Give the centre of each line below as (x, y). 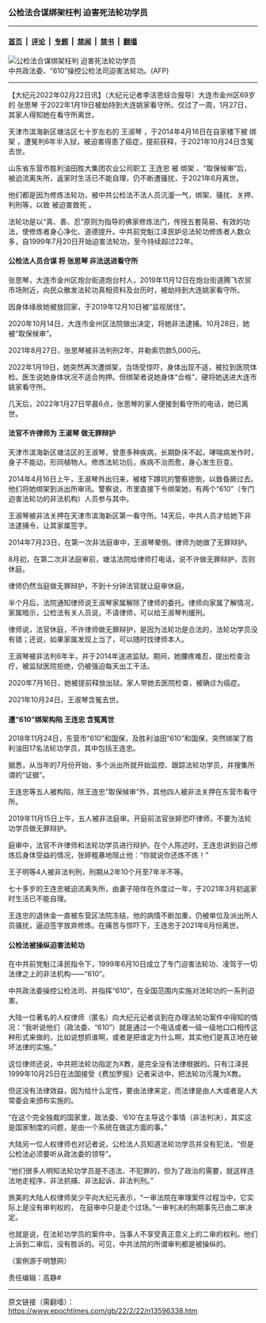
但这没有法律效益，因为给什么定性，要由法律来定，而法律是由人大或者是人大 (133, 1091)
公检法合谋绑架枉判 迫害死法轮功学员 (78, 12)
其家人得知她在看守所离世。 (53, 114)
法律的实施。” (36, 1047)
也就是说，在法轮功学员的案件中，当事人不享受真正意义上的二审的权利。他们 (133, 1234)
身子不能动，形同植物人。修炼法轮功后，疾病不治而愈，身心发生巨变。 (123, 462)
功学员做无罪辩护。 (40, 828)
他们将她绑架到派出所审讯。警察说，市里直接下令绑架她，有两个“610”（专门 (131, 489)
